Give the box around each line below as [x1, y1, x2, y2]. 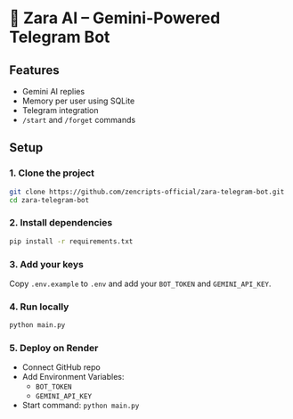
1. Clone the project [9, 167, 95, 179]
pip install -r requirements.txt [9, 236, 134, 246]
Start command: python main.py [21, 400, 140, 411]
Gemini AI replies [21, 86, 85, 96]
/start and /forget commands [21, 115, 136, 125]
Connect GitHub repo [21, 362, 101, 373]
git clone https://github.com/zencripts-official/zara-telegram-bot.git [9, 187, 285, 196]
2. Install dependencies [9, 217, 113, 229]
